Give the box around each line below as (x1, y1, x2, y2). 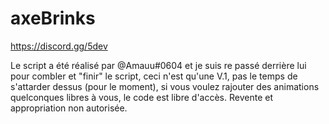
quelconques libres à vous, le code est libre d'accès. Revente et (10, 91, 273, 103)
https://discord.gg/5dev (10, 40, 108, 52)
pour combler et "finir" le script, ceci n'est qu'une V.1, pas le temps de (10, 70, 298, 82)
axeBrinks (10, 7, 96, 30)
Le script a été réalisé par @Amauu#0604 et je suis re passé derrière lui (10, 59, 307, 71)
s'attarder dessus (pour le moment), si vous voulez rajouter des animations (10, 80, 320, 92)
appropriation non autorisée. (10, 102, 128, 114)
